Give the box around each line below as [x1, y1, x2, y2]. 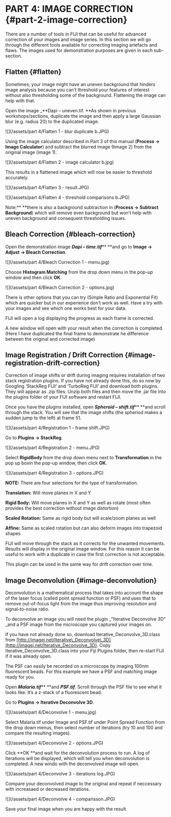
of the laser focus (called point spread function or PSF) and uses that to [5, 595, 156, 601]
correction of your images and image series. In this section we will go [5, 36, 152, 43]
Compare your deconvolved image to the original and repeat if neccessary [5, 781, 162, 787]
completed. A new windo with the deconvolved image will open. [5, 761, 139, 767]
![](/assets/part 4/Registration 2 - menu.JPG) [5, 444, 100, 451]
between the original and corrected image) [5, 336, 95, 342]
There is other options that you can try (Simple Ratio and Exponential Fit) [5, 294, 158, 300]
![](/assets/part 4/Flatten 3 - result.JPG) [5, 184, 89, 190]
